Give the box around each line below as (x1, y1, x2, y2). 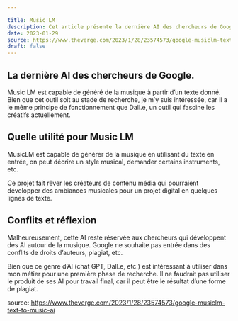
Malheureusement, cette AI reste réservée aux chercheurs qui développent (7, 233, 227, 242)
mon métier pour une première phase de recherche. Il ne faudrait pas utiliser (7, 269, 230, 278)
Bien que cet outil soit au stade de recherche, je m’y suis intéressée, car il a (7, 95, 228, 103)
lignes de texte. (7, 193, 52, 202)
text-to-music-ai (7, 305, 55, 314)
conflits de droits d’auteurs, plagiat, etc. (7, 248, 123, 257)
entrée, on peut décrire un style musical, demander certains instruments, (7, 157, 220, 166)
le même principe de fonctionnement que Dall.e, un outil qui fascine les (7, 103, 215, 111)
